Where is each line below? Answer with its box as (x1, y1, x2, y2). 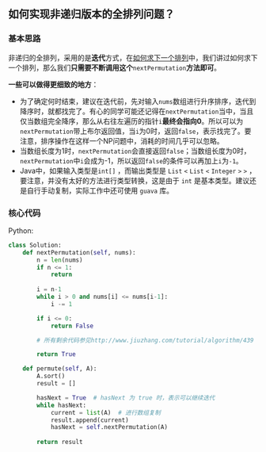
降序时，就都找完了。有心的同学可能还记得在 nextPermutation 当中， (19, 106, 240, 116)
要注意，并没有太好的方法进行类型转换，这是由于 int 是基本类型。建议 (19, 175, 250, 185)
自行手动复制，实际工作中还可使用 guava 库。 (26, 186, 174, 195)
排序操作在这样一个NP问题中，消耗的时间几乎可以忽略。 (40, 136, 224, 145)
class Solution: (8, 241, 62, 249)
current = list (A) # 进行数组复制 (50, 408, 161, 416)
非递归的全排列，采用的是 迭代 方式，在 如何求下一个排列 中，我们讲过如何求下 (8, 52, 258, 62)
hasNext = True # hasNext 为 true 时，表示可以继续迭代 (36, 393, 215, 402)
